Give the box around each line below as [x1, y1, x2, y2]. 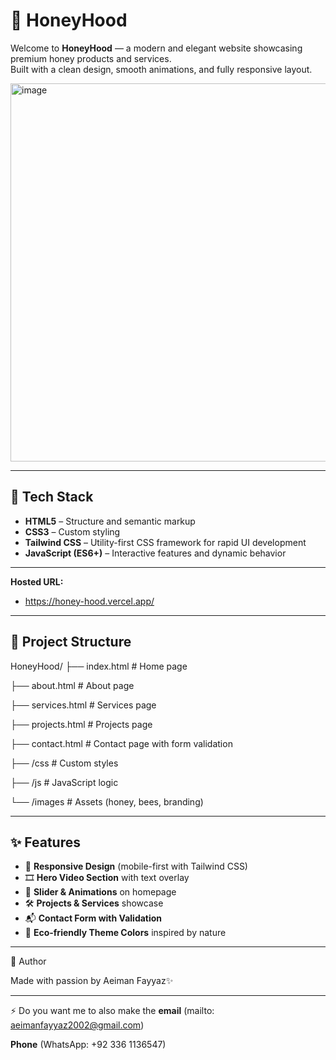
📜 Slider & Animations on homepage [24, 886, 177, 898]
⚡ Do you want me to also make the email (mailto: [10, 1005, 215, 1017]
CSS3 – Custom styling [24, 525, 121, 538]
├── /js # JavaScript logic [10, 776, 119, 788]
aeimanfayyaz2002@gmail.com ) [10, 1019, 145, 1031]
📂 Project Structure [10, 634, 132, 651]
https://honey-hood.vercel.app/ [24, 595, 155, 607]
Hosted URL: [10, 575, 64, 588]
